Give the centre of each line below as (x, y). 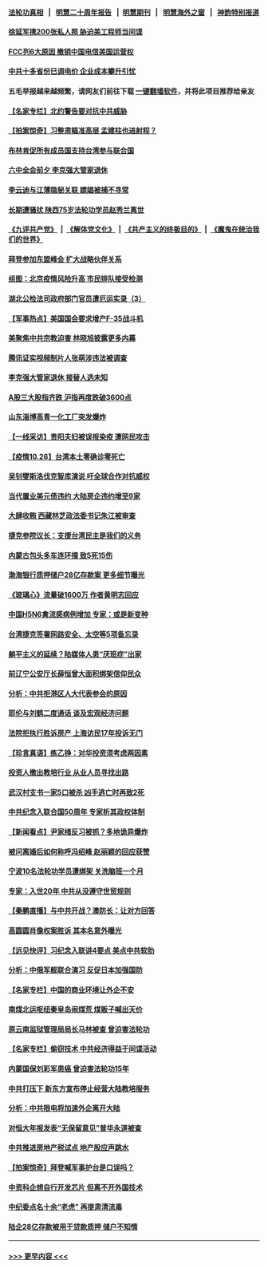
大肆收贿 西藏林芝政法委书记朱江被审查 (72, 515)
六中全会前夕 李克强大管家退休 (58, 170)
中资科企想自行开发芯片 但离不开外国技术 (76, 1187)
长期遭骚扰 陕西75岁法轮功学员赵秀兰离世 (77, 209)
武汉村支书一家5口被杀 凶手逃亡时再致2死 (77, 792)
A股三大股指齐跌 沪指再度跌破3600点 (70, 397)
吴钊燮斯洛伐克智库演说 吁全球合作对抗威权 (79, 476)
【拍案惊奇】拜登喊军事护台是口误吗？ (71, 1167)
